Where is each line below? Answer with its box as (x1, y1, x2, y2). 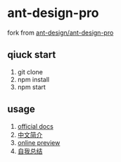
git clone (17, 67, 44, 76)
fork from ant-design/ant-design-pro (7, 28, 114, 37)
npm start (17, 83, 46, 91)
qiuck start (7, 49, 56, 61)
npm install (17, 75, 50, 83)
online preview (17, 138, 60, 146)
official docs (17, 122, 54, 130)
